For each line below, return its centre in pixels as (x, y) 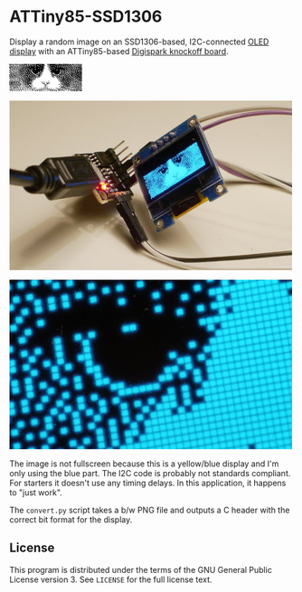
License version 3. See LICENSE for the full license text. (111, 579)
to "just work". (36, 492)
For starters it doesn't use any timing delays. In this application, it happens (148, 483)
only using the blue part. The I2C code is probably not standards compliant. (150, 473)
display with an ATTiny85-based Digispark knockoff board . (119, 51)
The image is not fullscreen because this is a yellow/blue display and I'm (144, 464)
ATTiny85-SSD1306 (86, 17)
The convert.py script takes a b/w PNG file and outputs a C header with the (150, 510)
